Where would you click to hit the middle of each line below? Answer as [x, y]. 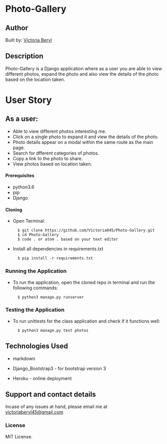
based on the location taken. [35, 79]
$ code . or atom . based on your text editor [68, 239]
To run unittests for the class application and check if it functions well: [86, 321]
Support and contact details [51, 395]
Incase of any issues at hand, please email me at [56, 407]
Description [24, 56]
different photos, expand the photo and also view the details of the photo [82, 74]
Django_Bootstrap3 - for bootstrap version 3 [59, 368]
